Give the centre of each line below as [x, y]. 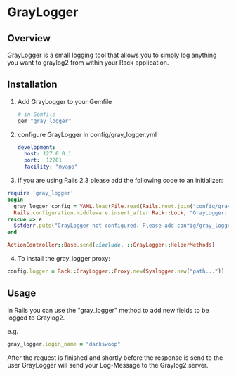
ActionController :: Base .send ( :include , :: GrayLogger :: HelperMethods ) [111, 245]
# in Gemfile [37, 114]
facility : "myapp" [51, 167]
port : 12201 [43, 160]
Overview [29, 38]
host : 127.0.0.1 [48, 154]
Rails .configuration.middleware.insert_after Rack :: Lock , [100, 213]
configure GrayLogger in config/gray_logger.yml [87, 134]
